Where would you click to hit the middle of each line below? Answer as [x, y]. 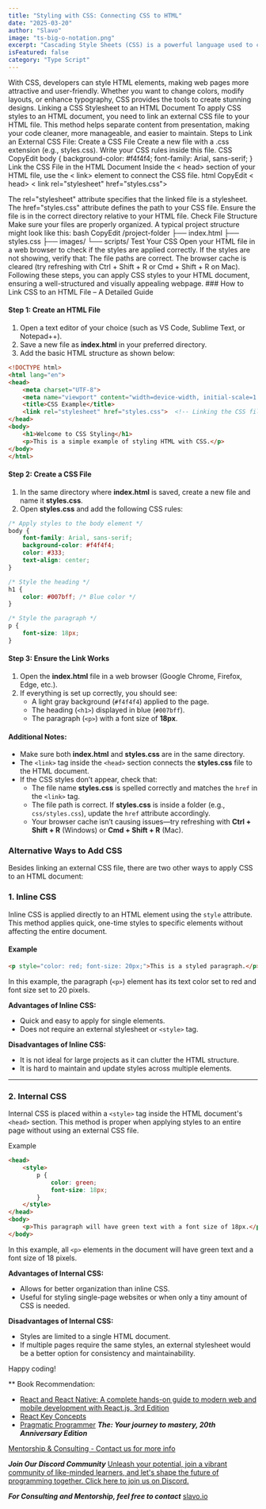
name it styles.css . [51, 500]
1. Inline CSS [32, 897]
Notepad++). [41, 336]
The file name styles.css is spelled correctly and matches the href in [144, 788]
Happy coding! [32, 1368]
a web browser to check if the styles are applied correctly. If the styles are [129, 249]
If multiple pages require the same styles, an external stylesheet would [135, 1345]
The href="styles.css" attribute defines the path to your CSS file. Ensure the [132, 207]
